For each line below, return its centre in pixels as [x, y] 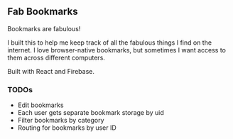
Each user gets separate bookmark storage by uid [91, 113]
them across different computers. [56, 57]
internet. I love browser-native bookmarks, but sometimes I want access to [116, 50]
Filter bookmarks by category [61, 121]
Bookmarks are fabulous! [44, 28]
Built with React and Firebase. [51, 71]
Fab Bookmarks [43, 12]
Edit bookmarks [40, 105]
